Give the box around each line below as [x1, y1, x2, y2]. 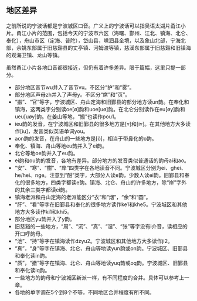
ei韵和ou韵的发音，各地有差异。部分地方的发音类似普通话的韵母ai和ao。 [14, 157, 189, 164]
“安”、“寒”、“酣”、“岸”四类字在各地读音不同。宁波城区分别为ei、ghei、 [14, 164, 186, 171]
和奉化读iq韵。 [14, 266, 50, 273]
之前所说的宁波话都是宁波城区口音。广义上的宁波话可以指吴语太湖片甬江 [6, 22, 181, 29]
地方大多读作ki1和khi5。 [14, 208, 73, 215]
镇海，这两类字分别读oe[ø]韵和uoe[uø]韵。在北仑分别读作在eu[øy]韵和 [14, 105, 186, 112]
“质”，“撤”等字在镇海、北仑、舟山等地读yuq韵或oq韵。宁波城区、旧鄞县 [14, 259, 189, 266]
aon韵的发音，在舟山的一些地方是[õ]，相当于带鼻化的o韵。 [14, 135, 157, 142]
